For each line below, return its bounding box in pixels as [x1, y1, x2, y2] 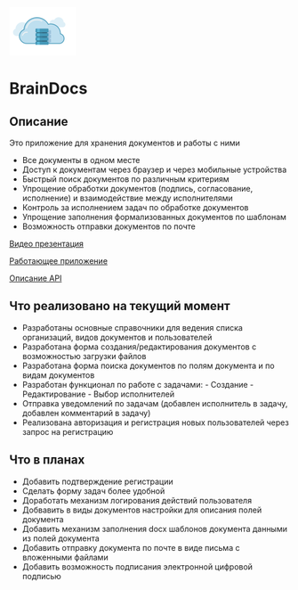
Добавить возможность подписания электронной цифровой [21, 561, 254, 572]
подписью [21, 570, 62, 581]
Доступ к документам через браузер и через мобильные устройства [21, 164, 287, 175]
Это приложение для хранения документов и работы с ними [9, 137, 240, 148]
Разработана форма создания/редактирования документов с [21, 341, 257, 352]
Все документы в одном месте [21, 155, 141, 165]
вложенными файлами [21, 552, 109, 562]
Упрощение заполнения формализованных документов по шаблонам [21, 212, 287, 222]
